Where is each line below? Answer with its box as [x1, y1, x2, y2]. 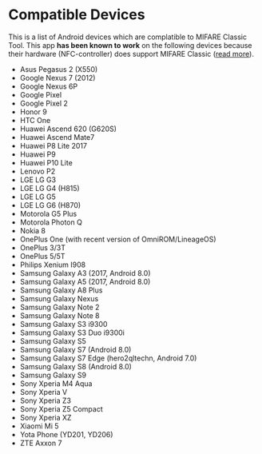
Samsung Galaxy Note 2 [19, 302, 100, 312]
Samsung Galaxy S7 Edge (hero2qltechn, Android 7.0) [19, 353, 197, 363]
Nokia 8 [19, 225, 46, 235]
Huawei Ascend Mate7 [19, 132, 95, 141]
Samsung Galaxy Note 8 [19, 310, 100, 321]
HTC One [19, 115, 51, 125]
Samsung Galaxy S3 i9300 [19, 319, 108, 329]
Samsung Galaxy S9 [19, 370, 87, 380]
